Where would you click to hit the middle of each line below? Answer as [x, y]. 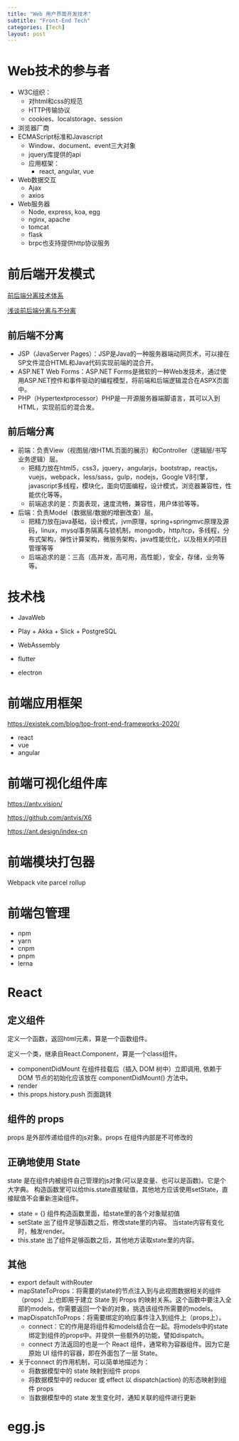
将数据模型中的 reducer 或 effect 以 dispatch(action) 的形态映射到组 [127, 1379]
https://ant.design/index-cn [47, 831]
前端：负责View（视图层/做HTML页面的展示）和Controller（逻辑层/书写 [122, 450]
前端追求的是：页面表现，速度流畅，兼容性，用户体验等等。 [116, 503]
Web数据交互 [37, 180]
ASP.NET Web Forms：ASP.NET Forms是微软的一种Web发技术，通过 [119, 371]
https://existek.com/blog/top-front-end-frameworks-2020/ [94, 724]
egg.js [26, 1427]
